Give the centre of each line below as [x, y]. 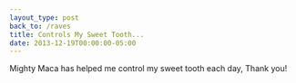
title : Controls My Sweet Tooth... [77, 34]
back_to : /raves [40, 26]
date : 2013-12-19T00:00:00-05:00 [73, 43]
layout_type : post [44, 18]
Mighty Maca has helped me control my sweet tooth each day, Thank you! [148, 69]
